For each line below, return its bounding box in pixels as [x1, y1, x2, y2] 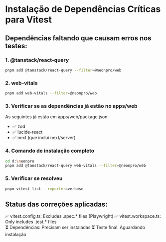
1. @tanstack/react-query [5, 56, 69, 63]
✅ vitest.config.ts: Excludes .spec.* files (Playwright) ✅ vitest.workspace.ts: [5, 213, 161, 219]
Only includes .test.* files [5, 219, 57, 225]
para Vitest [5, 14, 52, 25]
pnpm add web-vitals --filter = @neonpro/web [5, 91, 97, 96]
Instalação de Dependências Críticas [5, 3, 161, 15]
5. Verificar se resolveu [5, 175, 63, 182]
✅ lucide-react [12, 129, 43, 135]
